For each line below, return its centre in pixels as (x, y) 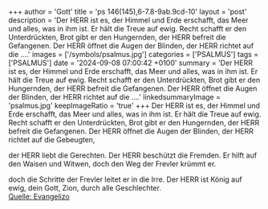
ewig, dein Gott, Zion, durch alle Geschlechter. (85, 188)
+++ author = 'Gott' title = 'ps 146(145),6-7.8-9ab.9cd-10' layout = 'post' (128, 12)
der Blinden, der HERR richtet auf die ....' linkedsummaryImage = (114, 97)
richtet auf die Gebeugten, (52, 139)
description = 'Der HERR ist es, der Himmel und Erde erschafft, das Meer (128, 20)
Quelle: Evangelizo (39, 197)
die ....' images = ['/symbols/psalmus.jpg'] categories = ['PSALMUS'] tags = (134, 54)
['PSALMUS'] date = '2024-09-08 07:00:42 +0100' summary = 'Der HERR (130, 63)
